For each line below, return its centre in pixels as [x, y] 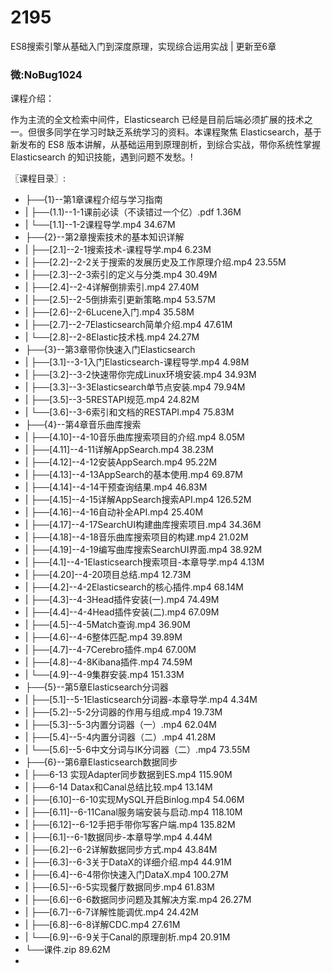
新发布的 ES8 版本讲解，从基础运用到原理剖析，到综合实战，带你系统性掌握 [165, 145]
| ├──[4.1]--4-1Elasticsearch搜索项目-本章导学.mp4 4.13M [144, 562]
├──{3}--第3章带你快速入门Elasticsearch [110, 350]
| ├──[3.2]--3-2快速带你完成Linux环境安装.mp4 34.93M [140, 375]
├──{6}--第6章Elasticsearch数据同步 [101, 762]
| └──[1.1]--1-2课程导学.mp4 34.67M [100, 225]
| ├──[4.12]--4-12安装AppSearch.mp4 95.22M [121, 462]
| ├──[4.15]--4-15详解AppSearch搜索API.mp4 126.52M [138, 500]
